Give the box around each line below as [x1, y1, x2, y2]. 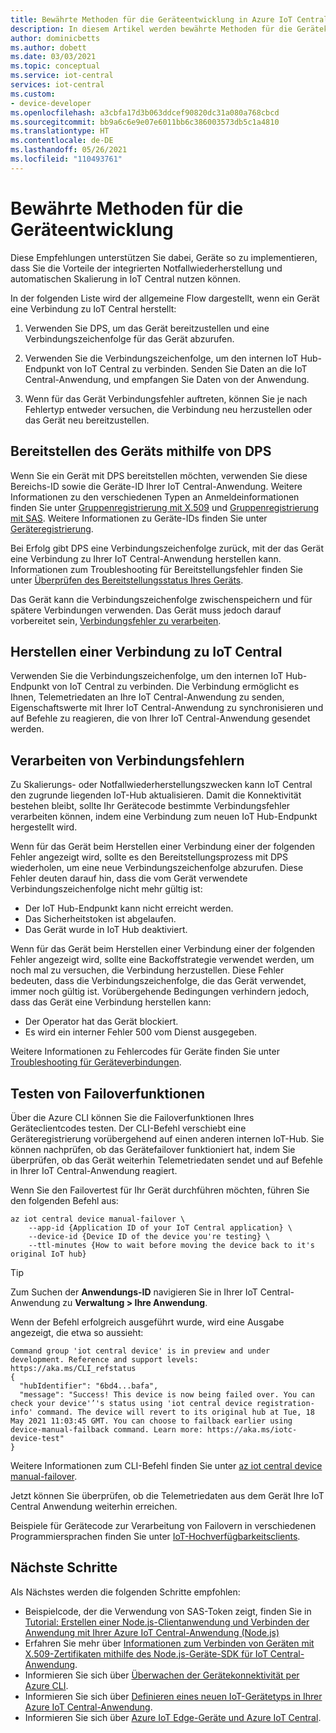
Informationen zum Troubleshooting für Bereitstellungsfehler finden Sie [10, 563, 303, 575]
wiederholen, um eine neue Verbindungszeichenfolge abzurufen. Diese [10, 862, 304, 874]
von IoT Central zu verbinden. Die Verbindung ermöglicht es [51, 681, 300, 693]
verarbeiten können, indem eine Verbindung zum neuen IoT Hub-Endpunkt [10, 811, 318, 823]
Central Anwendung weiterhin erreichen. [10, 1500, 178, 1512]
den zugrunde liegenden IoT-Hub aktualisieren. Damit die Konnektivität [10, 789, 302, 801]
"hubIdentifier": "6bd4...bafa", [19, 1381, 159, 1391]
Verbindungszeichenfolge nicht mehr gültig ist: [10, 883, 203, 895]
